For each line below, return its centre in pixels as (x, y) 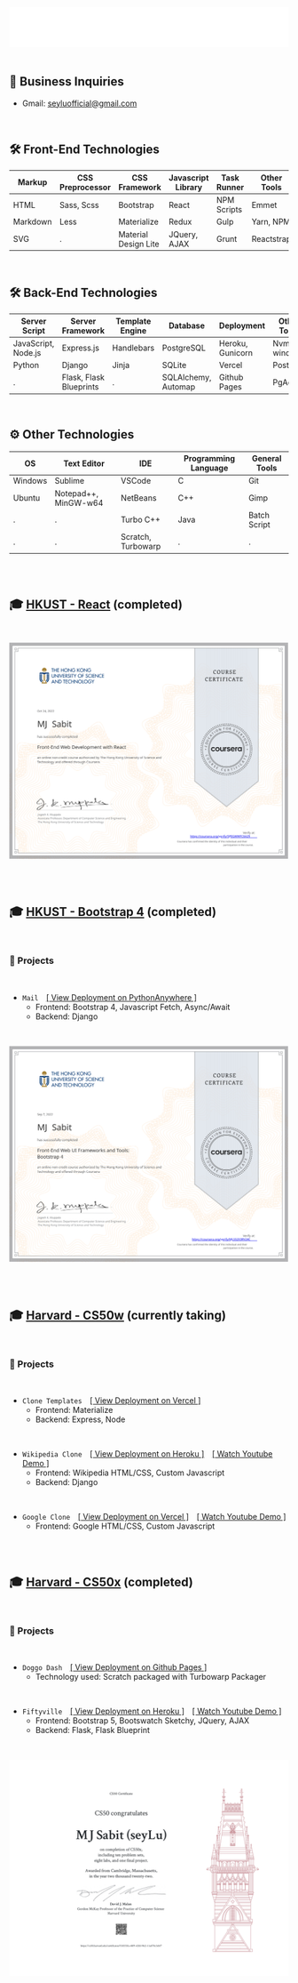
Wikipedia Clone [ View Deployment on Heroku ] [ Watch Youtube (147, 1454)
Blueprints (80, 387)
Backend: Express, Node (80, 1419)
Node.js (27, 352)
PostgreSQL (184, 348)
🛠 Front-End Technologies (84, 150)
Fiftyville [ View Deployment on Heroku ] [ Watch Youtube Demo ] (152, 1711)
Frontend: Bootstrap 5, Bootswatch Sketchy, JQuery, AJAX (142, 1721)
